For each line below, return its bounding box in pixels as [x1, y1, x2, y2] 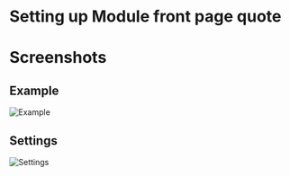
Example [9, 83, 59, 98]
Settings [9, 133, 59, 148]
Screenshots [9, 48, 107, 68]
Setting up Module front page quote [9, 6, 282, 27]
